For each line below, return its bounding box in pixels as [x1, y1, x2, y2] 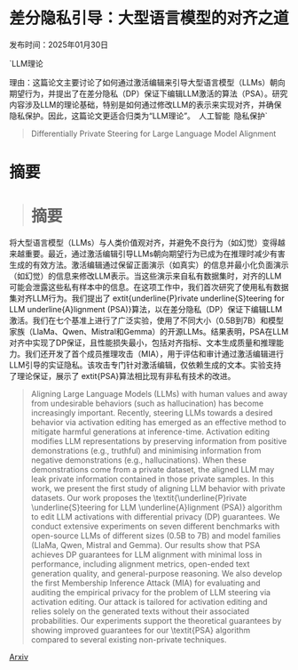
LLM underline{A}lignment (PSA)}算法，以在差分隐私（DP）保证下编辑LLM [9, 304, 283, 315]
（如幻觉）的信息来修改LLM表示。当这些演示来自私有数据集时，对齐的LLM [9, 270, 282, 281]
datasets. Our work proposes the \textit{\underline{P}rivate [30, 493, 247, 504]
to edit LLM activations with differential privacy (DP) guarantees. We [30, 512, 281, 522]
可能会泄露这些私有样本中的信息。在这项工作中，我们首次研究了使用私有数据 [9, 282, 289, 293]
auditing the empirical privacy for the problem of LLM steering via [30, 587, 271, 598]
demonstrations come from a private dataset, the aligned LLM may [30, 464, 275, 475]
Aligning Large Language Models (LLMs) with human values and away [30, 389, 288, 400]
